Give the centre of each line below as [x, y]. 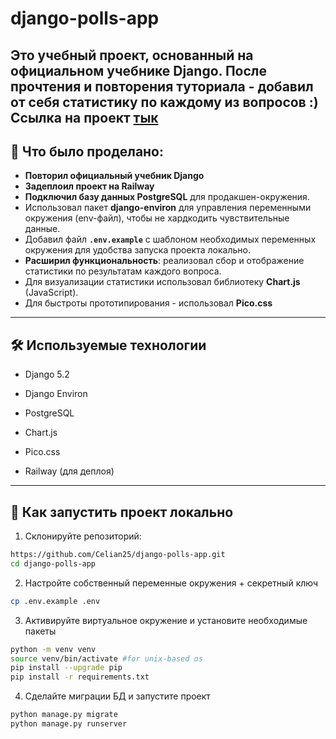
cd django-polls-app [53, 563]
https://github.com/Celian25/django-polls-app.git [118, 555]
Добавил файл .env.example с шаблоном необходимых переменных [170, 239]
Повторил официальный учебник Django [114, 176]
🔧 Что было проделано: [87, 151]
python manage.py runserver [69, 724]
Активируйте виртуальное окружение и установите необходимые [166, 620]
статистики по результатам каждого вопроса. [123, 271]
